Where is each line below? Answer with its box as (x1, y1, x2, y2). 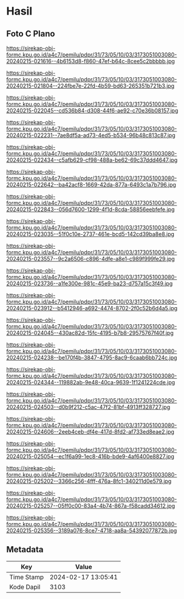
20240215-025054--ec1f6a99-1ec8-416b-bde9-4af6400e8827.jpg (6, 453, 174, 460)
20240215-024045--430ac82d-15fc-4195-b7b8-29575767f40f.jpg (6, 330, 174, 336)
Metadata (6, 544, 44, 555)
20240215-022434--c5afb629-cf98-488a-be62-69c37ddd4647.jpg (6, 156, 178, 164)
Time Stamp (9, 573, 44, 581)
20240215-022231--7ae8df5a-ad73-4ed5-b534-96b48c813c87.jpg (6, 132, 176, 139)
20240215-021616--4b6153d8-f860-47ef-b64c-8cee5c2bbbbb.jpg (6, 58, 175, 64)
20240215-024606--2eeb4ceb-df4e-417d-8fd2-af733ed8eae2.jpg (6, 428, 175, 435)
